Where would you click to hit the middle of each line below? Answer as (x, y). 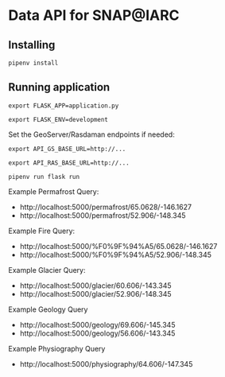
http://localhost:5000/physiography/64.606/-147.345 (106, 363)
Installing (32, 45)
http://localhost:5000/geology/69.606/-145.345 (97, 325)
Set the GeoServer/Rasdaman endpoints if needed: (91, 134)
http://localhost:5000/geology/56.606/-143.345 (97, 333)
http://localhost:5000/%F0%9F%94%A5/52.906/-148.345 (116, 255)
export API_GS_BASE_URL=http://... (67, 149)
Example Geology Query (48, 309)
